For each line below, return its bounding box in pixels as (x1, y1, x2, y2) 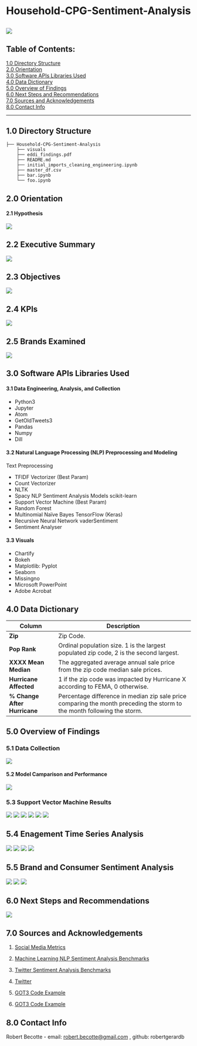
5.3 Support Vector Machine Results (6, 798, 111, 806)
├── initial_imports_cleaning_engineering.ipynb (16, 162, 138, 168)
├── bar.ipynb (16, 172, 51, 179)
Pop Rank (9, 645, 36, 653)
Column (19, 622, 42, 630)
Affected (9, 682, 34, 690)
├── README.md (16, 157, 51, 163)
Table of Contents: (6, 44, 76, 54)
